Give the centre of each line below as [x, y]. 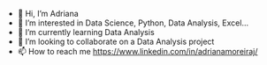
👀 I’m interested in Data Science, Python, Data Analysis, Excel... [133, 23]
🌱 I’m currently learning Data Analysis [86, 32]
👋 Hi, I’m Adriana [48, 14]
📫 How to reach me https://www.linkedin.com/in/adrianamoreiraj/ [137, 51]
